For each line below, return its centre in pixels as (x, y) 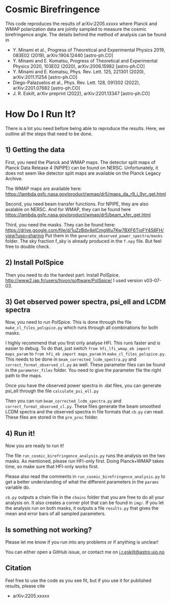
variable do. (18, 487)
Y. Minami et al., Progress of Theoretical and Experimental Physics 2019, (89, 50)
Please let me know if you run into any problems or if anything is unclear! (82, 542)
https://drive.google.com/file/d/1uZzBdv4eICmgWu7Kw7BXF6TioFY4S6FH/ (85, 230)
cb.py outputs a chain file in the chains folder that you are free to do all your (85, 497)
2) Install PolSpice (34, 263)
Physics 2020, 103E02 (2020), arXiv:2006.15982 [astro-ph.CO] (79, 66)
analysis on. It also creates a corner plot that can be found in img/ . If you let (85, 503)
